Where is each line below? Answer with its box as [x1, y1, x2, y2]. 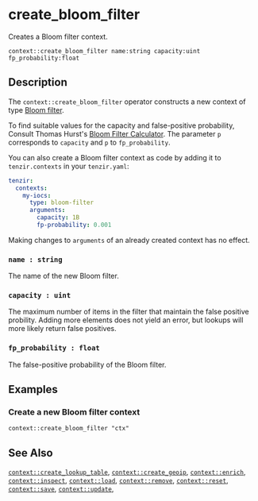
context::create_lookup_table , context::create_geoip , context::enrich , [8, 467, 246, 477]
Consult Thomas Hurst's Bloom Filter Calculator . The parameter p [8, 129, 221, 138]
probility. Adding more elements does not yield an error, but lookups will [8, 315, 244, 325]
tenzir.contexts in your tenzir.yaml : [8, 161, 129, 171]
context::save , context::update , [8, 484, 114, 494]
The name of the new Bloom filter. [8, 272, 119, 281]
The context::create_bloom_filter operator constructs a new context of [8, 97, 246, 106]
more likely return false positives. [8, 324, 117, 333]
